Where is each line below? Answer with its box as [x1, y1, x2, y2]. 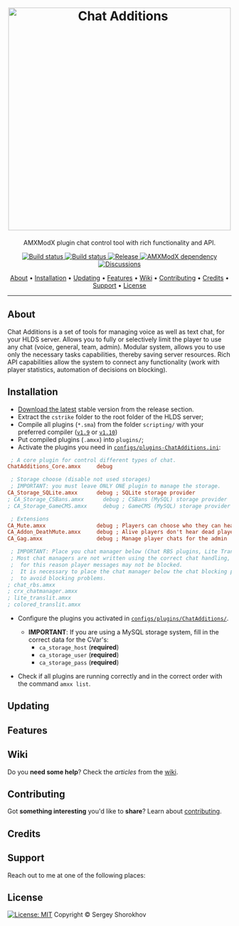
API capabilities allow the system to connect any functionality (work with [7, 357, 220, 366]
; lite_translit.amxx [7, 595, 72, 602]
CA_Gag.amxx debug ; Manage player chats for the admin [7, 535, 228, 542]
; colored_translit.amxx [7, 601, 81, 609]
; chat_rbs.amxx [7, 581, 55, 588]
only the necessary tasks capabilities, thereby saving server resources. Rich [7, 350, 231, 359]
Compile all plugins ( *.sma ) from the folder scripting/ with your [17, 420, 204, 428]
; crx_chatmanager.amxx [7, 588, 78, 595]
